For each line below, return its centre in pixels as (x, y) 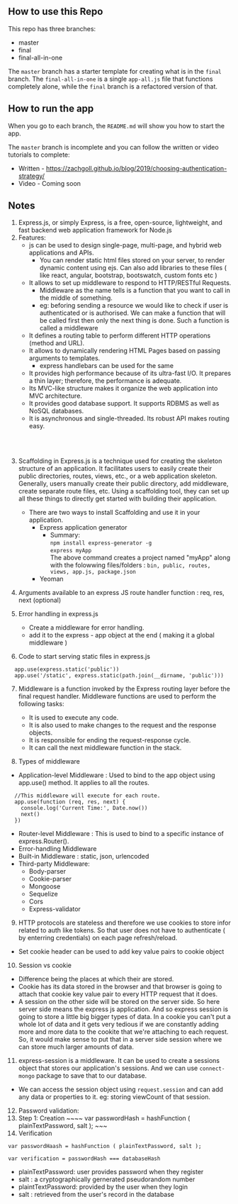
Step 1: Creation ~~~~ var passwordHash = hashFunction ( (104, 1118)
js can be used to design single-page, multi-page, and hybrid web (125, 245)
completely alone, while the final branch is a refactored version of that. (113, 86)
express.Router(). (44, 841)
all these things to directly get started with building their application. (117, 498)
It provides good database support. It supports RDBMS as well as (124, 403)
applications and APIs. (61, 253)
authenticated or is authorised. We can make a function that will (132, 313)
